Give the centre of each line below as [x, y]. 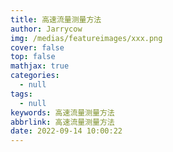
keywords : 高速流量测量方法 [62, 112]
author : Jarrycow [46, 29]
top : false [33, 57]
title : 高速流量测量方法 [56, 19]
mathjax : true [40, 66]
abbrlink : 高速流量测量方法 [62, 122]
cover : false [37, 47]
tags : [21, 94]
